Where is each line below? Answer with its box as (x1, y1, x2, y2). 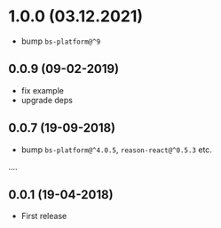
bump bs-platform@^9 (20, 36, 101, 46)
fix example (20, 85, 64, 95)
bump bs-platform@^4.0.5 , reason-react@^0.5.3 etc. (20, 144, 212, 155)
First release (20, 211, 67, 222)
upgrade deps (20, 94, 73, 105)
